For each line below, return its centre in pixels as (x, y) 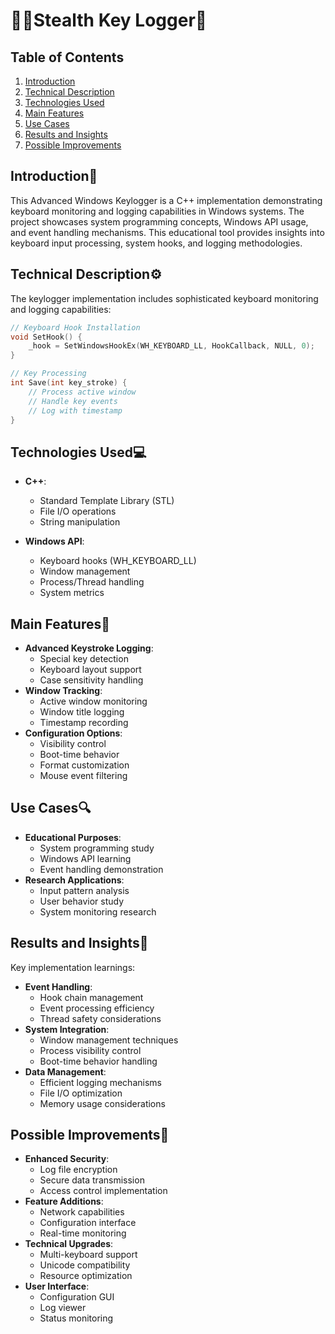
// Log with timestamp (75, 410)
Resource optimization (86, 1276)
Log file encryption (78, 1170)
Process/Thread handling (92, 582)
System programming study (97, 848)
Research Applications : (74, 880)
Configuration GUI (77, 1297)
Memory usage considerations (102, 1103)
